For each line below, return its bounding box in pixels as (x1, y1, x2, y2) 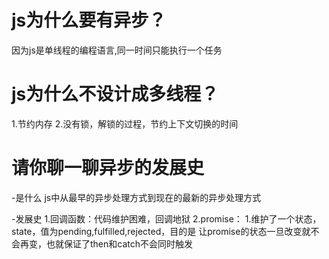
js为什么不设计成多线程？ (11, 83, 219, 106)
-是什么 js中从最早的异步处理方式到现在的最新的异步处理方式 (11, 191, 262, 203)
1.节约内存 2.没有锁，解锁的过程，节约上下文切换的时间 (11, 117, 239, 130)
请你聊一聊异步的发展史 (11, 157, 205, 180)
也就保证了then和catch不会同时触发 (45, 237, 194, 250)
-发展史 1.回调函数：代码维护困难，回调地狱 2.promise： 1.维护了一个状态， (11, 212, 322, 225)
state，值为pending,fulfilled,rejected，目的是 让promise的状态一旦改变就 (11, 225, 311, 237)
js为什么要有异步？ (11, 9, 167, 32)
